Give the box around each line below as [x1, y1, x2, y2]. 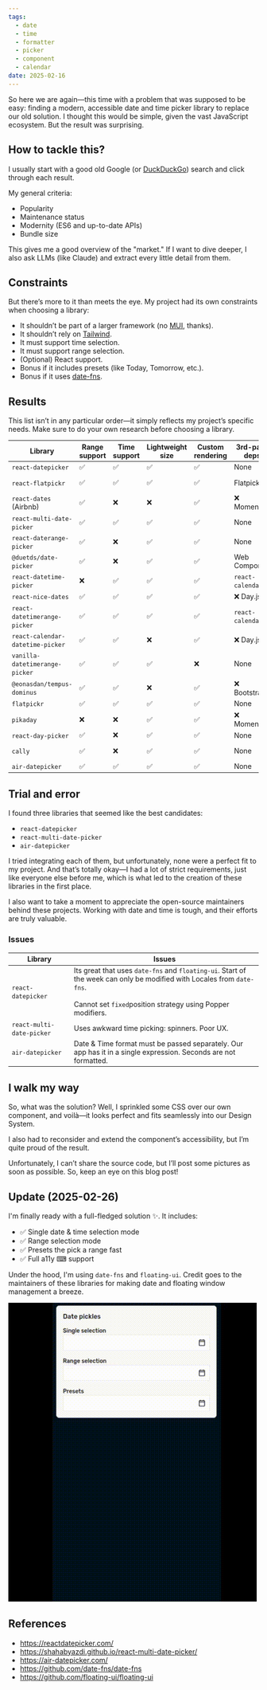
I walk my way [8, 1080, 79, 1095]
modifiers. [74, 1008, 107, 1018]
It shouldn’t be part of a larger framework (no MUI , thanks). [19, 321, 214, 331]
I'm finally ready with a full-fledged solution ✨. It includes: [8, 1211, 199, 1221]
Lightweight [146, 442, 188, 452]
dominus [11, 689, 37, 697]
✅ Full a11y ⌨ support [19, 1253, 95, 1263]
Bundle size [19, 229, 59, 238]
